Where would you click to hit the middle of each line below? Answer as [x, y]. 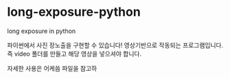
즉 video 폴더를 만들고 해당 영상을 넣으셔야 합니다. [74, 54]
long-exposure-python [74, 12]
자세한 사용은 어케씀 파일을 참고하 [52, 68]
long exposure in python [42, 31]
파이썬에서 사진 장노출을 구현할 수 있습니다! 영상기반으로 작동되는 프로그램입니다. [115, 45]
